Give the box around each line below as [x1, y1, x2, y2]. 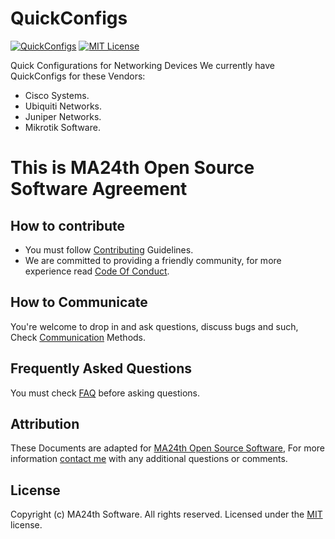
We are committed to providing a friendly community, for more [24, 254, 282, 266]
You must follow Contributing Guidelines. [24, 243, 194, 256]
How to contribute [10, 217, 126, 234]
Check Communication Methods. [10, 331, 147, 343]
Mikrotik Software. [24, 121, 101, 133]
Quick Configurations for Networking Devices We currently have [10, 59, 275, 71]
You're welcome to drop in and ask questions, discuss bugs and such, [10, 320, 299, 332]
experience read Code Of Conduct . [24, 265, 170, 277]
